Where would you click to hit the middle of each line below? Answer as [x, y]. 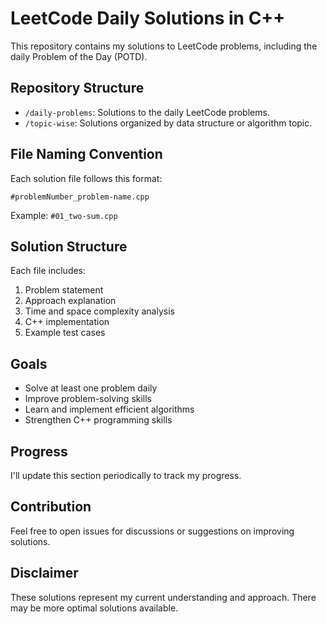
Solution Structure [69, 246]
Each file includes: [48, 271]
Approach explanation [70, 301]
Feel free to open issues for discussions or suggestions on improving [152, 531]
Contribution [51, 507]
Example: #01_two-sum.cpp [64, 215]
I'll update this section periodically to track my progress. [126, 475]
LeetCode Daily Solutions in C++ [148, 18]
